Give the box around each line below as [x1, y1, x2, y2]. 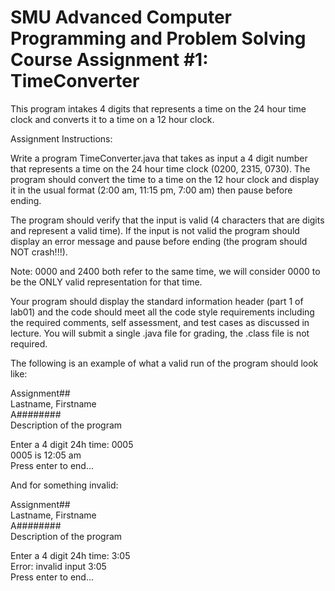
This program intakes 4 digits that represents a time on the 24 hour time [10, 102, 307, 115]
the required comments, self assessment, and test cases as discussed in [10, 316, 310, 328]
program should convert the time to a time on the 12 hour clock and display [10, 173, 320, 185]
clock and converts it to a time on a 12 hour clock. [10, 113, 215, 125]
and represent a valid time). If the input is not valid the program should [10, 224, 300, 236]
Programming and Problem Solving [10, 27, 307, 50]
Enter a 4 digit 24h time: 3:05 [10, 549, 131, 561]
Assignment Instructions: [10, 132, 113, 145]
